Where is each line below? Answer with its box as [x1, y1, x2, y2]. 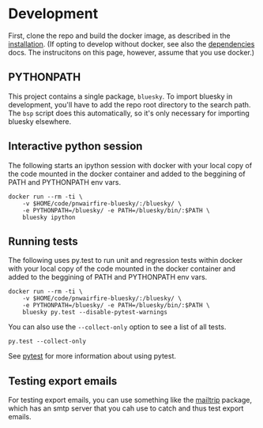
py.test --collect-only [8, 337, 87, 346]
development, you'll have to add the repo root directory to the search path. [8, 99, 251, 109]
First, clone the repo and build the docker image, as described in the [8, 31, 231, 40]
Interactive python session [8, 140, 143, 153]
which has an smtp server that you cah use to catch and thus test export [8, 404, 244, 413]
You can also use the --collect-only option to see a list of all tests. [8, 322, 227, 332]
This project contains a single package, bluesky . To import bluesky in [8, 92, 233, 101]
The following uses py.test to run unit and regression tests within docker [8, 256, 243, 265]
